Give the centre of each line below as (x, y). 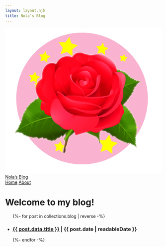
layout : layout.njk (25, 10)
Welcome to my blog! (50, 202)
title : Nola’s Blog (25, 16)
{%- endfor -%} (29, 240)
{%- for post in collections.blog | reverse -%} (59, 216)
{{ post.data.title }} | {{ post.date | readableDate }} (75, 229)
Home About (18, 182)
